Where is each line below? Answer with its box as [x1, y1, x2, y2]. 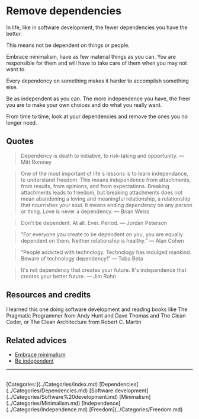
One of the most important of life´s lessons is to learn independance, [20, 170, 188, 177]
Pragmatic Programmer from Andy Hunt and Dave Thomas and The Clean [6, 312, 186, 319]
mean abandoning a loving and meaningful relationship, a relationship [20, 195, 191, 202]
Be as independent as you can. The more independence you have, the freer [6, 95, 191, 102]
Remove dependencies [6, 4, 121, 18]
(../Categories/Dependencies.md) [6, 387, 88, 394]
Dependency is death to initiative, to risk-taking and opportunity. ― [20, 152, 185, 159]
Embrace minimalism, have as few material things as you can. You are [6, 53, 176, 60]
